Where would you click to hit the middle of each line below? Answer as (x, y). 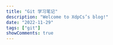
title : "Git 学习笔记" (32, 11)
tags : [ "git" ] (23, 28)
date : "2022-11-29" (30, 22)
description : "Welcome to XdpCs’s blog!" (57, 17)
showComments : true (30, 33)
